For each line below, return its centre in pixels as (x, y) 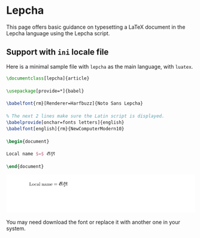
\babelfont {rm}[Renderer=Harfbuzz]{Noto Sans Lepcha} (75, 103)
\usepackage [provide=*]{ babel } (45, 91)
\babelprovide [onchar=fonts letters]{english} (65, 122)
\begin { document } (28, 141)
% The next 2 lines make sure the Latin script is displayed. (85, 116)
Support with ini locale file (57, 52)
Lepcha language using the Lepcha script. (58, 33)
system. (16, 228)
